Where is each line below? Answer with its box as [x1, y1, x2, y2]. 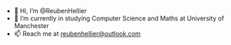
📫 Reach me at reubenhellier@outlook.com [13, 30, 141, 38]
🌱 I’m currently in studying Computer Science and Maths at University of [13, 14, 225, 22]
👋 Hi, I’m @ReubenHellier [13, 7, 87, 15]
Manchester [13, 22, 49, 30]
